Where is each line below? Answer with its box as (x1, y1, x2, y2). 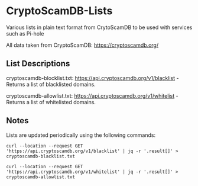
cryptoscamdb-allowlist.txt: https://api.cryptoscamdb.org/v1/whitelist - (6, 92, 178, 99)
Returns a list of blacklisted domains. (6, 81, 96, 88)
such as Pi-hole (6, 30, 44, 37)
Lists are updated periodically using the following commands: (6, 132, 155, 139)
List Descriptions (6, 59, 70, 69)
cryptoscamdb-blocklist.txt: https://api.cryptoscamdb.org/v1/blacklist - (6, 74, 179, 81)
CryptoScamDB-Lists (6, 4, 113, 18)
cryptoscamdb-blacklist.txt (6, 153, 76, 159)
